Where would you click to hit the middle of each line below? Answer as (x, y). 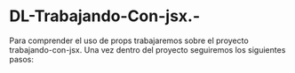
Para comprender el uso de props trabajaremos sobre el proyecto (129, 40)
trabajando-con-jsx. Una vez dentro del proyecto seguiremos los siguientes (147, 49)
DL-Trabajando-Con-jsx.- (105, 16)
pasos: (21, 59)
